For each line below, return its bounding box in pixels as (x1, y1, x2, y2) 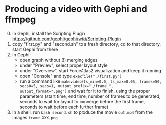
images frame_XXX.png (12, 114, 58, 120)
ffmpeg (5, 14, 36, 25)
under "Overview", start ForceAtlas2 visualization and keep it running (19, 67, 162, 73)
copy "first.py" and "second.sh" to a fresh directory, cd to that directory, (12, 41, 161, 47)
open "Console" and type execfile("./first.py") (19, 73, 122, 79)
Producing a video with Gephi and (5, 3, 148, 15)
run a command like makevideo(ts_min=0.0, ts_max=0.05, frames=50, (19, 78, 162, 84)
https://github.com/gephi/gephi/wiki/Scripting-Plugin (12, 36, 121, 42)
